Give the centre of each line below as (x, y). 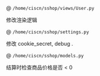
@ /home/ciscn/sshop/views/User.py (50, 8)
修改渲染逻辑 (21, 20)
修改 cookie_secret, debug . (40, 44)
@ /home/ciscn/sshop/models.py (45, 55)
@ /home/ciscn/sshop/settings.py (48, 32)
